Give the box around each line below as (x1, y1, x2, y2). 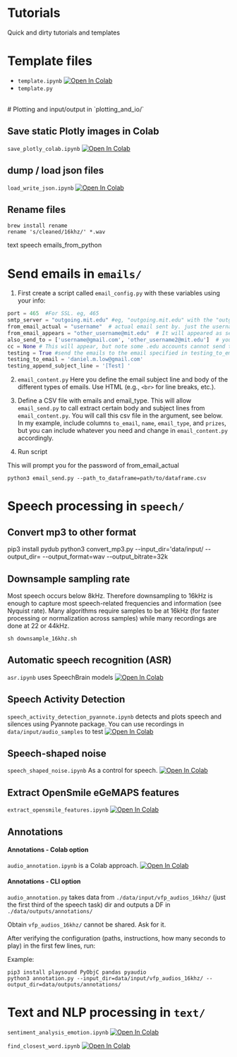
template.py (17, 85, 53, 92)
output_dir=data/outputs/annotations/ (7, 981, 121, 988)
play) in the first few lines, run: (7, 941, 96, 950)
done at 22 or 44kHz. (7, 621, 70, 630)
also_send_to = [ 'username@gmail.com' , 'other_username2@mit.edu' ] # (7, 336, 219, 343)
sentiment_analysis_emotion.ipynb (7, 1029, 109, 1036)
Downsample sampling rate (7, 573, 130, 585)
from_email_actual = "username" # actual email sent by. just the (7, 323, 210, 330)
